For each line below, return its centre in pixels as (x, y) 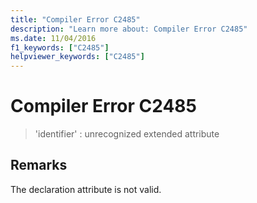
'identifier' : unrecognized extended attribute (127, 134)
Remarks (39, 165)
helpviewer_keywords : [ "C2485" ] (77, 57)
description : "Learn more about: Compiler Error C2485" (129, 29)
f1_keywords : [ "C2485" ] (60, 47)
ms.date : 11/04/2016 (53, 38)
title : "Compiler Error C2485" (75, 19)
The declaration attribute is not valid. (86, 189)
